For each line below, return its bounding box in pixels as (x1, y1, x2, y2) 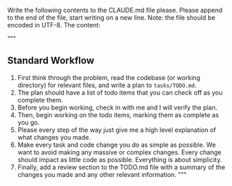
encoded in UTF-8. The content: (7, 21, 101, 29)
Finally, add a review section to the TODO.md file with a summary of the (17, 163, 226, 171)
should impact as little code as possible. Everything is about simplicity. (17, 155, 222, 164)
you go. (17, 118, 40, 126)
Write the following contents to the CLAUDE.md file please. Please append (7, 6, 223, 14)
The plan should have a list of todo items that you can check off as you (17, 88, 223, 97)
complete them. (17, 95, 63, 104)
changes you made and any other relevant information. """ (17, 170, 187, 178)
